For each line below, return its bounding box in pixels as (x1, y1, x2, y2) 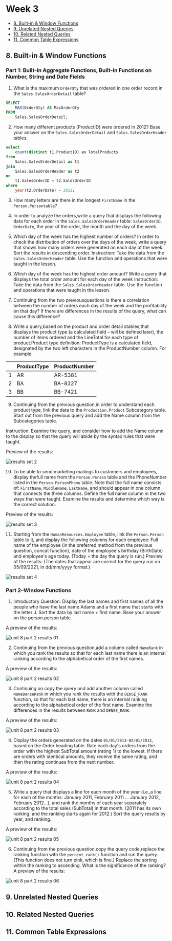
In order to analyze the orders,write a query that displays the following (13, 212, 162, 218)
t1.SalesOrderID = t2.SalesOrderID (15, 178, 91, 183)
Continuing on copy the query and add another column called (13, 686, 143, 692)
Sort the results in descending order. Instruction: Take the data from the (13, 250, 164, 256)
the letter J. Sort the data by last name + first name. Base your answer (13, 610, 161, 616)
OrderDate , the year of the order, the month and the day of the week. (13, 223, 158, 229)
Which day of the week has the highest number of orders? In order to (13, 233, 159, 239)
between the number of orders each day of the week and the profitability (13, 302, 167, 308)
